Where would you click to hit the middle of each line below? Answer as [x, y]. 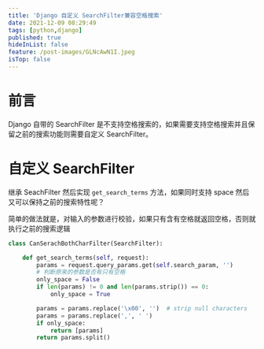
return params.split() [73, 338]
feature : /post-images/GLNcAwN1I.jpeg [71, 52]
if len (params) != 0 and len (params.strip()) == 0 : [123, 287]
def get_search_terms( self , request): [86, 258]
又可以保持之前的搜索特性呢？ [56, 202]
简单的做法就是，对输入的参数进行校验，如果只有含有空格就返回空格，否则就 [132, 218]
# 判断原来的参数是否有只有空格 [81, 273]
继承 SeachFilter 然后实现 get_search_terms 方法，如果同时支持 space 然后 [129, 192]
